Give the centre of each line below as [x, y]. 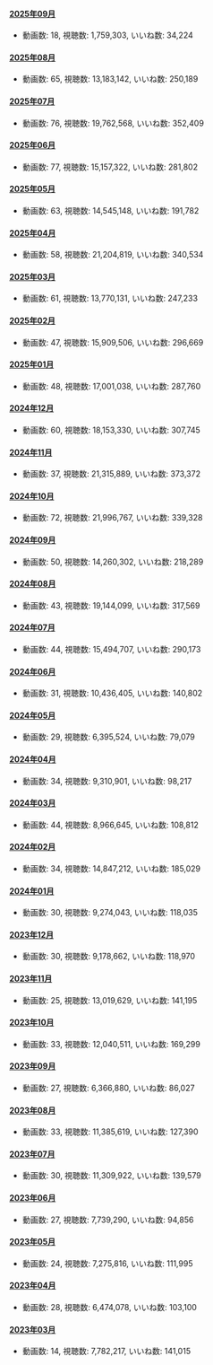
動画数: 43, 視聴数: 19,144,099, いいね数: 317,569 [111, 605]
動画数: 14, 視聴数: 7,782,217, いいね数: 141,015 [106, 1352]
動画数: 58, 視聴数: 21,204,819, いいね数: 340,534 [113, 255]
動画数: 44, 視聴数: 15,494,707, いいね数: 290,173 [111, 650]
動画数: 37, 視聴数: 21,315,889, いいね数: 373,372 [111, 474]
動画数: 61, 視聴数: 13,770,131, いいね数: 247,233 [110, 298]
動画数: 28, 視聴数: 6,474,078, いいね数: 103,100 [109, 1308]
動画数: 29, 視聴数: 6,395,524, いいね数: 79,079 [108, 737]
